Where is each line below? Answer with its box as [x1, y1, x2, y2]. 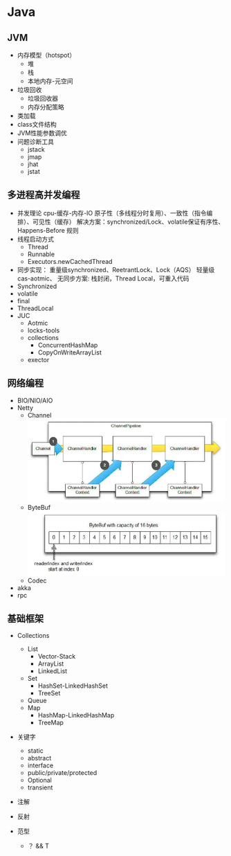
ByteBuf [27, 503, 51, 512]
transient [27, 783, 53, 792]
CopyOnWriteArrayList [37, 348, 102, 357]
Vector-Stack [37, 652, 76, 661]
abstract [27, 754, 52, 763]
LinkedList [37, 667, 68, 675]
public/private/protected [27, 769, 98, 777]
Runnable [27, 250, 55, 258]
